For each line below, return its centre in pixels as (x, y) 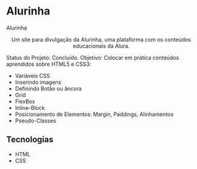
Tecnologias (30, 140)
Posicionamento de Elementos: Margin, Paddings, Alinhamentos (94, 114)
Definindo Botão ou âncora (48, 88)
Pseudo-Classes (35, 120)
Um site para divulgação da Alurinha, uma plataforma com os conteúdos (101, 39)
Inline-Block (30, 107)
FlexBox (25, 101)
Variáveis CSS (32, 75)
